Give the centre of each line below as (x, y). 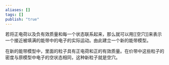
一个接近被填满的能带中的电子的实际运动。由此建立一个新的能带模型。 (78, 40)
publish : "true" (22, 19)
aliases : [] (18, 10)
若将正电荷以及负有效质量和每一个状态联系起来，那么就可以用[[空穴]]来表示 (84, 34)
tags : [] (14, 15)
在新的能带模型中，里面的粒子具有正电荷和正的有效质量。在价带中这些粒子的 (85, 51)
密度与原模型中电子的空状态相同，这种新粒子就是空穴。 (63, 57)
